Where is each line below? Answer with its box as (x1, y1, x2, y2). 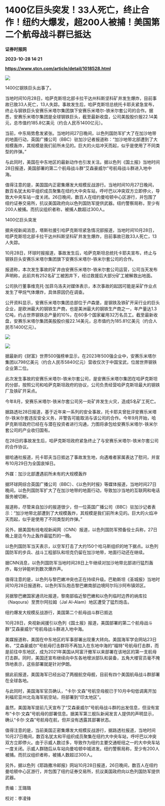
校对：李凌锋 (5, 795, 31, 801)
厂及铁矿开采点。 (5, 388, 40, 394)
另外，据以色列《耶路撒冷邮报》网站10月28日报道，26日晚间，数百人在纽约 (5, 762, 158, 768)
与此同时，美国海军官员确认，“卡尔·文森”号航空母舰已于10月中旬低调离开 (5, 688, 152, 694)
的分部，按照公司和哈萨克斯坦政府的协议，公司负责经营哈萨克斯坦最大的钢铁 (5, 381, 160, 388)
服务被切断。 (5, 493, 31, 499)
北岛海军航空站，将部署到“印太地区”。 (26, 694, 104, 700)
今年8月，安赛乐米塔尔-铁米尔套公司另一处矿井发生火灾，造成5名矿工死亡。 (5, 398, 159, 404)
